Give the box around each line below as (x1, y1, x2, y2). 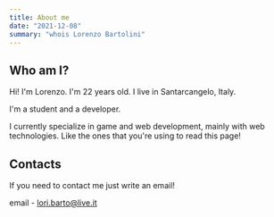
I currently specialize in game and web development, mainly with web (9, 121, 265, 132)
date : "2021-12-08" (9, 21, 82, 30)
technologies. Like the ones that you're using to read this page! (9, 130, 241, 141)
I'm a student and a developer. (9, 104, 121, 114)
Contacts (9, 156, 62, 171)
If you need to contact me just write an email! (9, 180, 176, 190)
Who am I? (9, 63, 70, 78)
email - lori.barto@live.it (9, 197, 97, 208)
